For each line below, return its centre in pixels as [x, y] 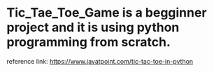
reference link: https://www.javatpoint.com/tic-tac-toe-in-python [100, 61]
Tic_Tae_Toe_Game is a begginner [107, 13]
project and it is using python [93, 27]
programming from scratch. [88, 42]
